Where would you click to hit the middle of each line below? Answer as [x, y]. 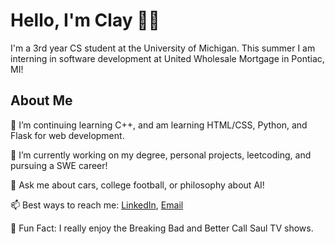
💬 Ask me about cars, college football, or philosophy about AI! [137, 185]
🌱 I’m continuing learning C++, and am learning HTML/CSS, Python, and [159, 125]
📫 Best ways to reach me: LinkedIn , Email [97, 205]
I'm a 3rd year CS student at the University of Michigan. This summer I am [163, 48]
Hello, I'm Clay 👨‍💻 [85, 20]
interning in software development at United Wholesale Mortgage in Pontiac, [167, 58]
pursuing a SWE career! [59, 165]
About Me [41, 100]
